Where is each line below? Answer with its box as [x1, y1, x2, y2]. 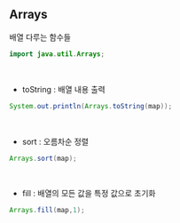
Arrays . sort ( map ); [9, 154, 77, 163]
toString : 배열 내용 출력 [21, 84, 106, 94]
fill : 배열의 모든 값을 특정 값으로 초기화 [21, 188, 156, 199]
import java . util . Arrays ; [9, 49, 105, 59]
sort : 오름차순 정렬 [21, 136, 89, 147]
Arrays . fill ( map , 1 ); [9, 206, 86, 215]
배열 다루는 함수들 [9, 31, 71, 43]
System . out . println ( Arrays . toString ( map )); [9, 101, 173, 110]
